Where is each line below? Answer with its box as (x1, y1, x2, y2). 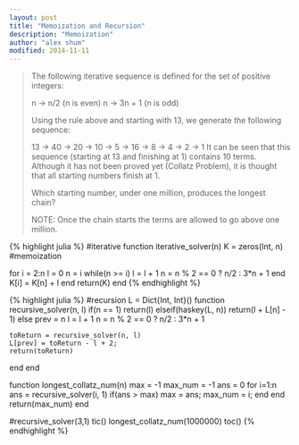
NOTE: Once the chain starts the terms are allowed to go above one (30, 214, 280, 225)
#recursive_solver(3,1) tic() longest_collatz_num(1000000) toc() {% (9, 416, 255, 427)
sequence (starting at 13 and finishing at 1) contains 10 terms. (30, 151, 257, 162)
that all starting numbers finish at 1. (30, 171, 161, 181)
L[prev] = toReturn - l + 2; (9, 339, 118, 348)
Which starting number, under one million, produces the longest (30, 188, 266, 198)
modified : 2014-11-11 (9, 46, 90, 55)
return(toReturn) (9, 347, 74, 356)
